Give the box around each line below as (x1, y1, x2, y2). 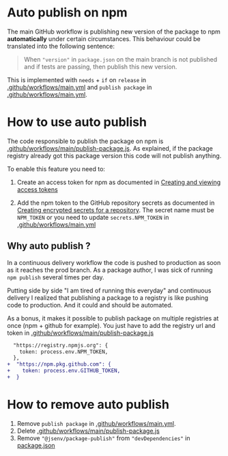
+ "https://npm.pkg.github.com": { (7, 361, 111, 368)
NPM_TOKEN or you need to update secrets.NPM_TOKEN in (16, 213, 169, 221)
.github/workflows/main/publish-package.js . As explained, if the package (7, 144, 213, 152)
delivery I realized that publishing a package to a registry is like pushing (7, 293, 209, 302)
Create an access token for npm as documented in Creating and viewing (16, 178, 221, 186)
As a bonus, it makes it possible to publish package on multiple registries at (7, 314, 219, 322)
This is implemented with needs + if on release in (7, 75, 147, 84)
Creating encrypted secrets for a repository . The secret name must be (16, 205, 215, 214)
